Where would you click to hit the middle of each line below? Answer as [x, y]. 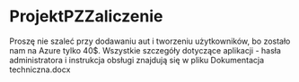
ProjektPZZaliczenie [86, 16]
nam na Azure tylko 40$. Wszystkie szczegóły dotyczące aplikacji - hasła [145, 50]
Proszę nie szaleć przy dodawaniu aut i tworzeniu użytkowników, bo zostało [150, 41]
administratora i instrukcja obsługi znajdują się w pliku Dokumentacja [137, 60]
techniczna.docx [40, 70]
